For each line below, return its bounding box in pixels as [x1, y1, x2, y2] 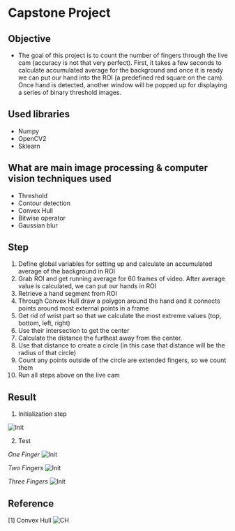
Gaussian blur [17, 221, 59, 230]
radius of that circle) [17, 349, 77, 357]
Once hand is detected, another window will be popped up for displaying [17, 81, 227, 89]
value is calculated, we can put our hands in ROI [17, 282, 157, 290]
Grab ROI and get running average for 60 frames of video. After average [17, 274, 225, 283]
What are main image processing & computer [8, 162, 209, 174]
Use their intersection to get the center [17, 327, 130, 335]
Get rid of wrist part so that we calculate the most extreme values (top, [17, 312, 222, 320]
